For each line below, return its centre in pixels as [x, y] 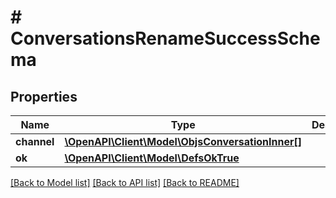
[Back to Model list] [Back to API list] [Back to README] [125, 182]
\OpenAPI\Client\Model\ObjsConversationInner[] [183, 141]
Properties [44, 96]
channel [35, 141]
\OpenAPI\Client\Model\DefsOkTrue [152, 158]
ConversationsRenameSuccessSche [165, 38]
